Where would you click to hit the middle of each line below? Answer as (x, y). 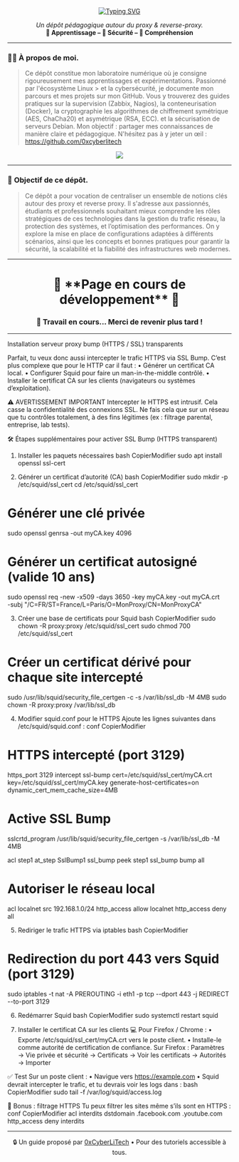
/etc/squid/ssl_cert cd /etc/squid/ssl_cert (78, 485)
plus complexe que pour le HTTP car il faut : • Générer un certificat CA (111, 365)
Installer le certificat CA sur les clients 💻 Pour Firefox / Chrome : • (115, 1029)
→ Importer (34, 1062)
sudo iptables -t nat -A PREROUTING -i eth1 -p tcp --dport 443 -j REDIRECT (118, 994)
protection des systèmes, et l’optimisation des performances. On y (122, 226)
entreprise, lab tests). (38, 425)
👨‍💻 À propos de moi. (43, 58)
